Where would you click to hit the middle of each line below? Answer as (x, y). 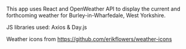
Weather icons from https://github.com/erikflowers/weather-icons (89, 39)
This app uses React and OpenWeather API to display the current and (93, 9)
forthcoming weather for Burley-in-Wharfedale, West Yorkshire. (86, 15)
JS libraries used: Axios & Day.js (47, 27)
